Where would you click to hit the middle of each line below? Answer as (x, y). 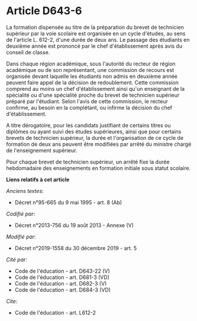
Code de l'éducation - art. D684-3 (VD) (63, 290)
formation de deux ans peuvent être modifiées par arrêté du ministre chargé (99, 144)
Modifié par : (21, 237)
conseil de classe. (28, 52)
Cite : (12, 301)
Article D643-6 (44, 11)
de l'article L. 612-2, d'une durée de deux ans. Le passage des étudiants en (98, 40)
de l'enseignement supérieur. (42, 150)
